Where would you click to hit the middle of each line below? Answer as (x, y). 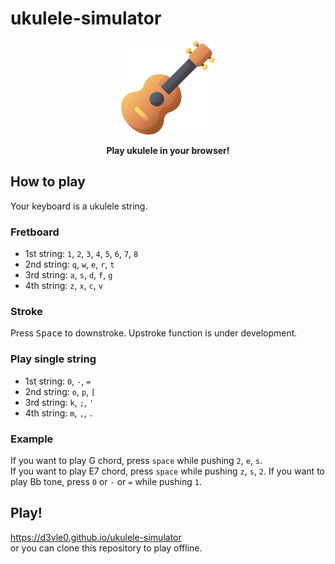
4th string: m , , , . (59, 413)
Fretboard (35, 232)
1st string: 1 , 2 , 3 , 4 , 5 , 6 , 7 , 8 (81, 254)
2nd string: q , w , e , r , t (69, 264)
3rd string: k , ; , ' (59, 402)
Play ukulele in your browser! (168, 150)
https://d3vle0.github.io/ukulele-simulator (96, 537)
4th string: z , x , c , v (63, 286)
